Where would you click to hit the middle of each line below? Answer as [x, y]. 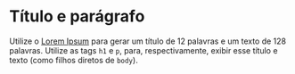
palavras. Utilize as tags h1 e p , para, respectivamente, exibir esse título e [143, 50]
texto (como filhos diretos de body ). [74, 60]
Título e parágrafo [77, 16]
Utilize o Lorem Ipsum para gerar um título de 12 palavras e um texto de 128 [148, 41]
